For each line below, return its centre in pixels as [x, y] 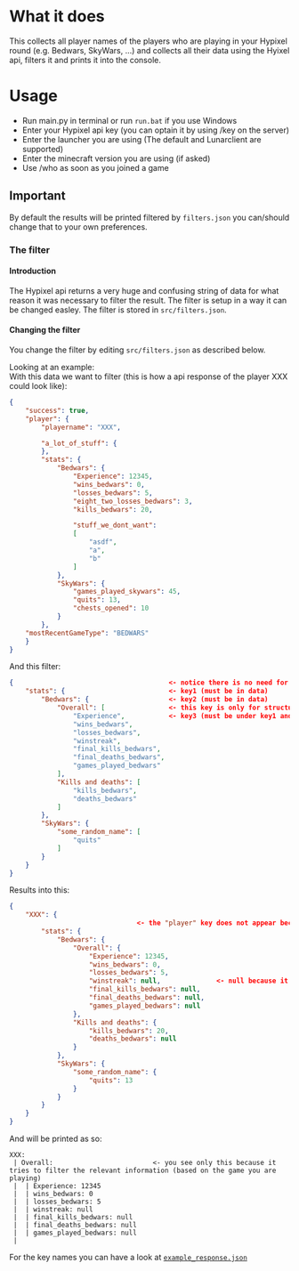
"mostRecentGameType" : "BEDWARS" [87, 633]
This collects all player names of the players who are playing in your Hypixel [148, 41]
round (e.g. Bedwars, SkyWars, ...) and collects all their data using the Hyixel [149, 50]
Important [37, 196]
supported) [43, 149]
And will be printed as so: [56, 1139]
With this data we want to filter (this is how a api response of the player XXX [149, 376]
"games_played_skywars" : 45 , [126, 592]
